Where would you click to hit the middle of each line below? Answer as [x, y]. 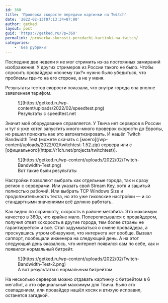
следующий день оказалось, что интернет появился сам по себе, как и [82, 244]
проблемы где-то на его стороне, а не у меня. [55, 78]
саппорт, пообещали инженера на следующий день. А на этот [72, 238]
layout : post [19, 29]
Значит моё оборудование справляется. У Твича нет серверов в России [83, 123]
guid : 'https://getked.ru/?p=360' [41, 33]
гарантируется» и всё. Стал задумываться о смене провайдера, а [76, 227]
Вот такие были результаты [47, 170]
